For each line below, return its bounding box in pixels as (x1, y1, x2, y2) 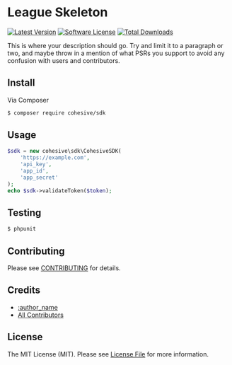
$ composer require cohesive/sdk (7, 109, 106, 117)
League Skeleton (7, 4, 108, 21)
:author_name (17, 303, 58, 311)
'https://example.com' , (20, 154, 91, 161)
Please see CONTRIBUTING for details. (7, 264, 122, 272)
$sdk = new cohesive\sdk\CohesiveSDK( (7, 148, 122, 155)
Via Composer (7, 95, 50, 104)
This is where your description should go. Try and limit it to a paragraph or (7, 41, 224, 50)
